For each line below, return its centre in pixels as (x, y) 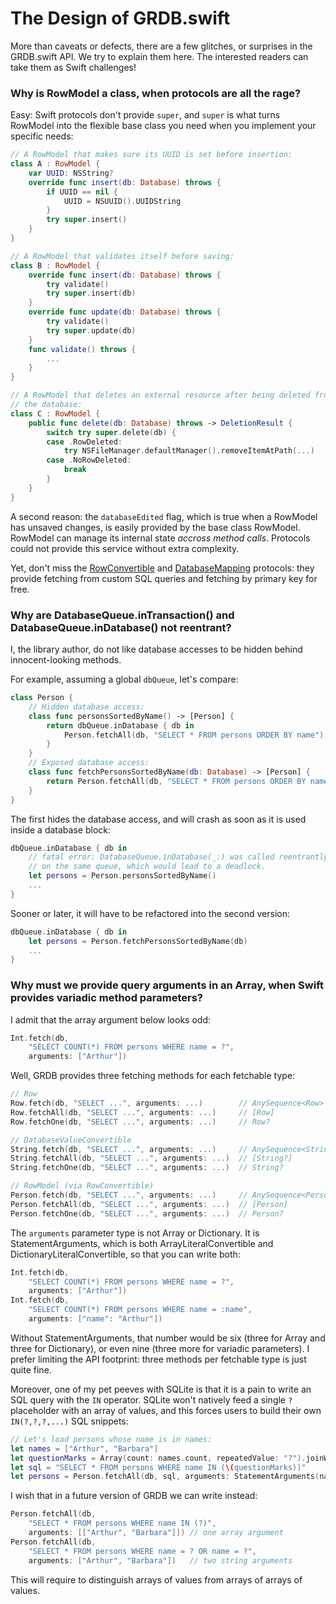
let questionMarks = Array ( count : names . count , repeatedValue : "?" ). (158, 1458)
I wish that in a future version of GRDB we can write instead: (134, 1496)
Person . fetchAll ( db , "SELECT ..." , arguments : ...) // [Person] (149, 1204)
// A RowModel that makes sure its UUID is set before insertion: (151, 155)
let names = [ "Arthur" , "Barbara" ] (84, 1448)
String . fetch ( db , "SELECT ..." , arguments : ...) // (129, 1149)
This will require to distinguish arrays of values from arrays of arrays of (156, 1579)
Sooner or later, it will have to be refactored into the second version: (150, 913)
